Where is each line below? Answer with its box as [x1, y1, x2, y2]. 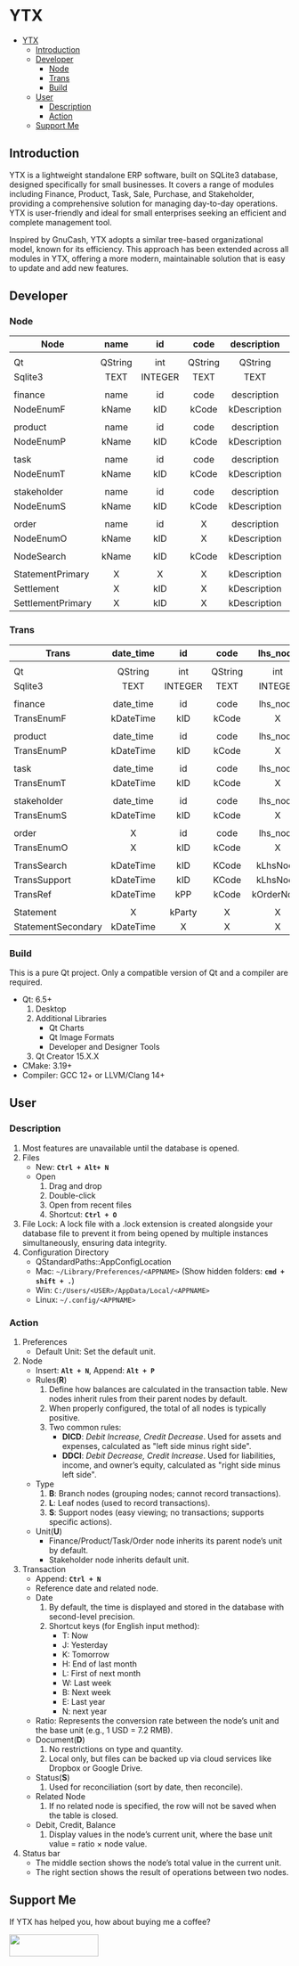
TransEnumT [13, 776, 67, 789]
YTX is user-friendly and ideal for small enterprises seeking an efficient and [9, 207, 287, 218]
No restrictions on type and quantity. [48, 1744, 183, 1755]
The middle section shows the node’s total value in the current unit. [35, 1857, 282, 1868]
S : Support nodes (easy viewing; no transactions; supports [48, 1507, 264, 1518]
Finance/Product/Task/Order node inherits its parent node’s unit [48, 1536, 283, 1546]
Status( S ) [35, 1773, 70, 1783]
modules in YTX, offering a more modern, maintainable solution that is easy [9, 253, 286, 264]
